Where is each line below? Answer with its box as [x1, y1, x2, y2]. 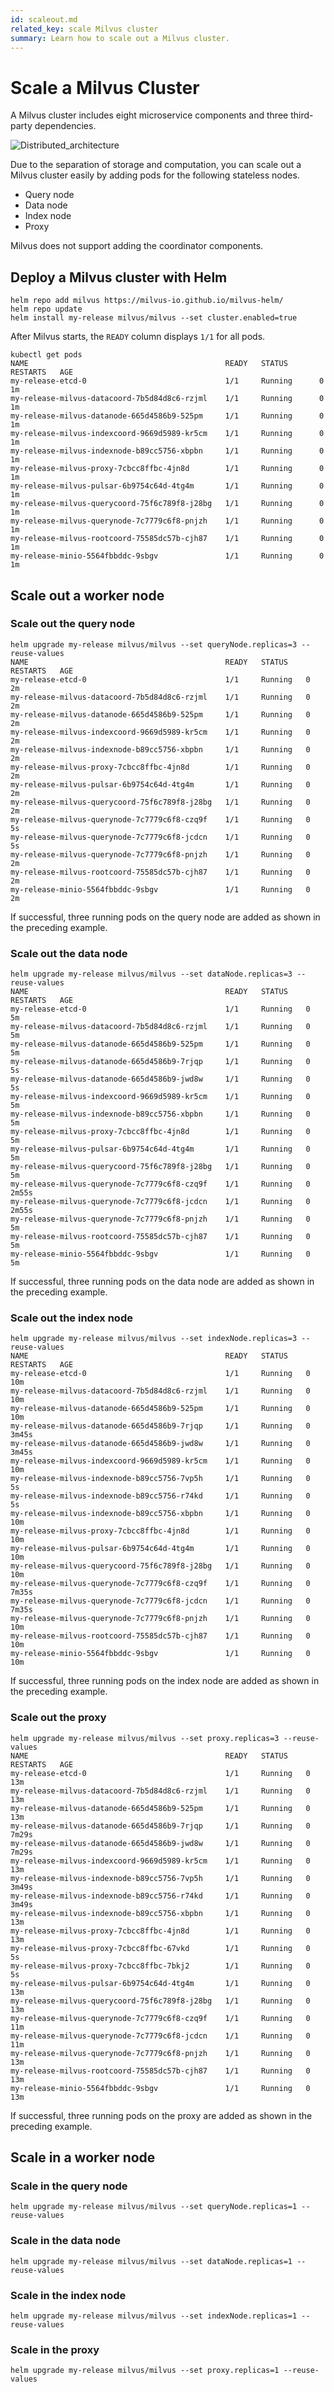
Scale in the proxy [10, 2342, 100, 2356]
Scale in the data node [10, 2234, 121, 2248]
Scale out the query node [10, 617, 136, 631]
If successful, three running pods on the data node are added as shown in [10, 1276, 315, 1288]
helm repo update [10, 304, 83, 315]
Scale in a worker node [10, 2149, 156, 2166]
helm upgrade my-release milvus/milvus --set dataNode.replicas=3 [10, 969, 293, 980]
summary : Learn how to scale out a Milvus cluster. [10, 33, 230, 43]
